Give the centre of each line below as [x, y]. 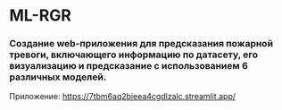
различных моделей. [58, 77]
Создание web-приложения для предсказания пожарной [141, 44]
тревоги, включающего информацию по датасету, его [134, 55]
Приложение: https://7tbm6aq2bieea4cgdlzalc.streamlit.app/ [123, 97]
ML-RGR [40, 16]
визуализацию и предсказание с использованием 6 [129, 66]
